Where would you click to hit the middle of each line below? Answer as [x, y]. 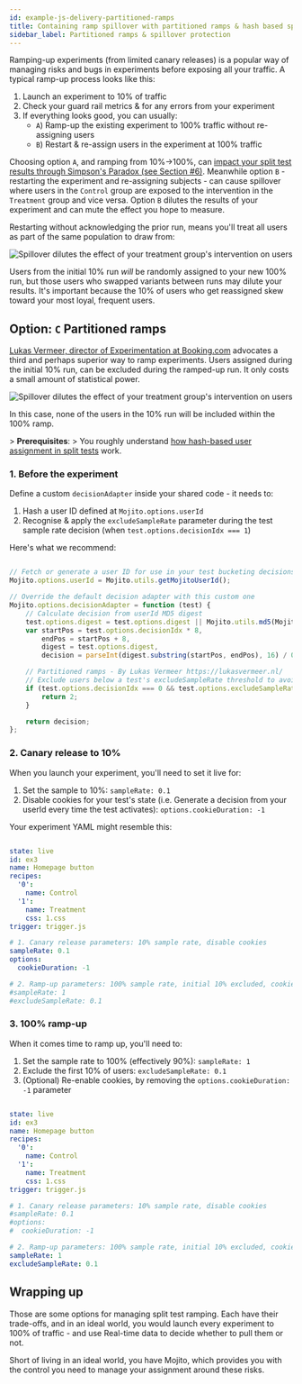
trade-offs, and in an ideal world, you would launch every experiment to [142, 1323]
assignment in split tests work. [66, 451]
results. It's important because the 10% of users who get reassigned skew [147, 291]
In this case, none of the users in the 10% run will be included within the [142, 414]
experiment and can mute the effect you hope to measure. [117, 210]
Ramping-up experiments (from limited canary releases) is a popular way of [149, 60]
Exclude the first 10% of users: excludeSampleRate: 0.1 [124, 1070]
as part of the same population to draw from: [92, 237]
